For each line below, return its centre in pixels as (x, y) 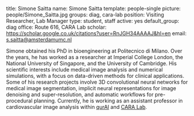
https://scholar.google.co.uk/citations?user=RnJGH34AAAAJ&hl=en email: (96, 33)
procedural (19, 101)
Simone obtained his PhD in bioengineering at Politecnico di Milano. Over (94, 51)
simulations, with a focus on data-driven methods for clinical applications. (95, 76)
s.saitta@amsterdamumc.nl (39, 40)
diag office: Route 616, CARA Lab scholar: (56, 27)
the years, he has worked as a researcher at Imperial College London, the (95, 57)
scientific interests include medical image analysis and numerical (84, 69)
